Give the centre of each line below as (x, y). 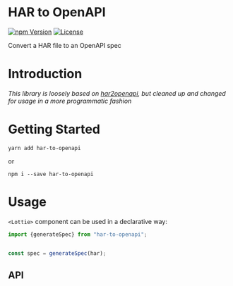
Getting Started (54, 129)
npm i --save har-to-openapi (51, 174)
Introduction (45, 74)
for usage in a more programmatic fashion (70, 101)
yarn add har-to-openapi (44, 148)
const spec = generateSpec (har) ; (57, 253)
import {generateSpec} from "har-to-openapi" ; (78, 234)
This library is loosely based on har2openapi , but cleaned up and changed (117, 93)
